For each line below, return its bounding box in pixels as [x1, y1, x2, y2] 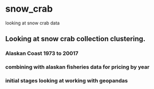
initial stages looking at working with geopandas [5, 77, 128, 84]
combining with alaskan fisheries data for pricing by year [5, 64, 149, 71]
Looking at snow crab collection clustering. [5, 35, 146, 43]
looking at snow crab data [5, 20, 60, 26]
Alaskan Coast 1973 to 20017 [5, 50, 79, 57]
